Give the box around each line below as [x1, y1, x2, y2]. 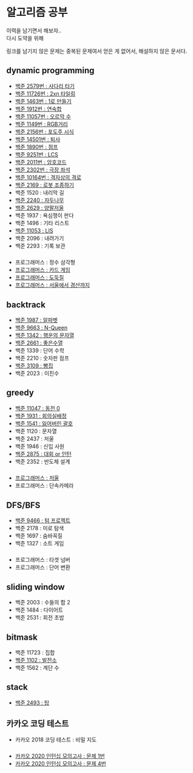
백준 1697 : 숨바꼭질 [15, 532, 63, 539]
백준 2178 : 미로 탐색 [15, 524, 64, 531]
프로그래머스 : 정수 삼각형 [15, 259, 76, 266]
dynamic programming [6, 65, 95, 76]
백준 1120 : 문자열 [15, 427, 57, 435]
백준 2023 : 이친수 [15, 369, 59, 377]
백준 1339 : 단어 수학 [15, 346, 65, 354]
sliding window [6, 582, 65, 592]
